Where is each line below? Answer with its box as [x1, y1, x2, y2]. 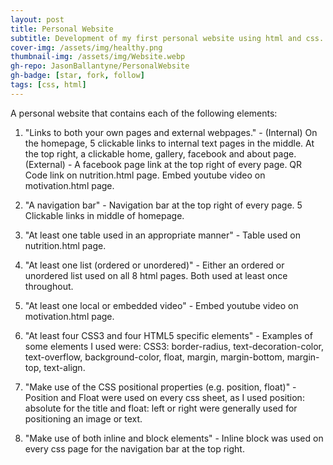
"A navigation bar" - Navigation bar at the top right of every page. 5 [24, 199, 303, 211]
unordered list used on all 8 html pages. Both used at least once [24, 269, 288, 281]
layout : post [10, 14, 65, 25]
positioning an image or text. [24, 412, 143, 425]
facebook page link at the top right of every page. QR [82, 158, 303, 170]
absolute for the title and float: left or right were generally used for [24, 402, 298, 414]
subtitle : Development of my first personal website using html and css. [10, 33, 325, 43]
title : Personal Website [10, 24, 114, 34]
